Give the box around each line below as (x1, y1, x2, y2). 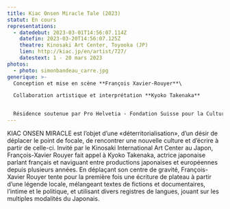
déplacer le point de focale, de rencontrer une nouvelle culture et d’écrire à (7, 137, 219, 144)
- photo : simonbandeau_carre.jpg (13, 67, 109, 74)
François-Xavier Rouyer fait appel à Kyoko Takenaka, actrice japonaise (7, 151, 206, 159)
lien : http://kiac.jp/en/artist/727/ (19, 48, 127, 55)
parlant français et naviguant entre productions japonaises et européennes (7, 158, 218, 166)
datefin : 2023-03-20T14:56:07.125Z (19, 36, 121, 42)
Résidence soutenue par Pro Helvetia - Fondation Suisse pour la (13, 111, 204, 117)
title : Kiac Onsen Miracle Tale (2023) (7, 10, 121, 17)
